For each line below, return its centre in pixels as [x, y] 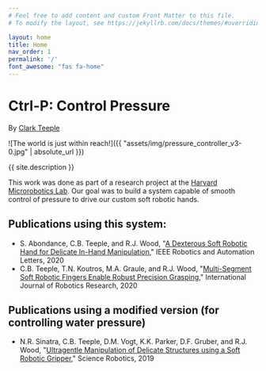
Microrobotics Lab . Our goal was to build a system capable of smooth [122, 190]
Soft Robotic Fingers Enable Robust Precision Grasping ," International [133, 277]
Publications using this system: [87, 224]
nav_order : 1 [30, 52]
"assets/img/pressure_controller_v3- [182, 143]
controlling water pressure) [77, 323]
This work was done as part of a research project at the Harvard [113, 182]
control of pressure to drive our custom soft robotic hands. [104, 199]
